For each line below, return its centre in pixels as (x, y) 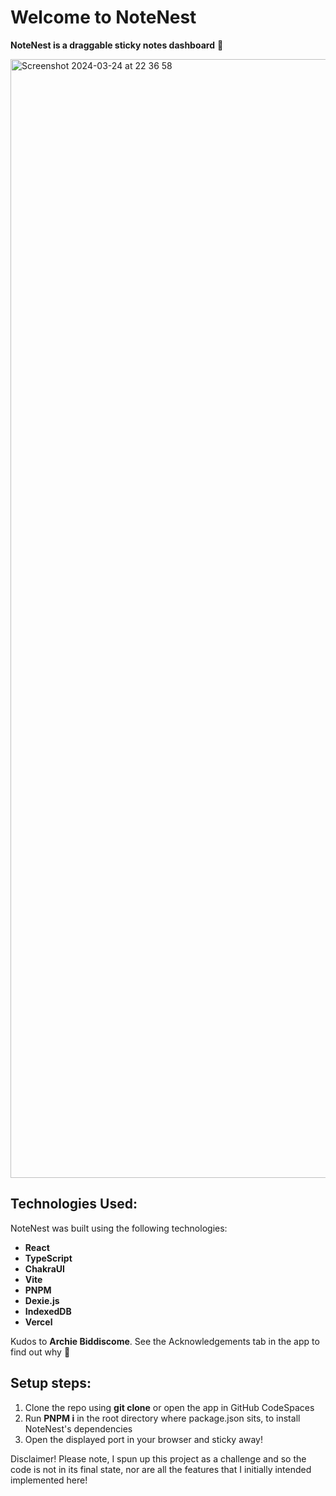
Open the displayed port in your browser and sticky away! (144, 1439)
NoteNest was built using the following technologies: (119, 1228)
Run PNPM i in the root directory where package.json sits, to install (162, 1418)
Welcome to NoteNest (103, 17)
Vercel (38, 1322)
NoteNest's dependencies (78, 1428)
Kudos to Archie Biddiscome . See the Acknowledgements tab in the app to (165, 1341)
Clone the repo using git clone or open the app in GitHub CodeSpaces (169, 1407)
